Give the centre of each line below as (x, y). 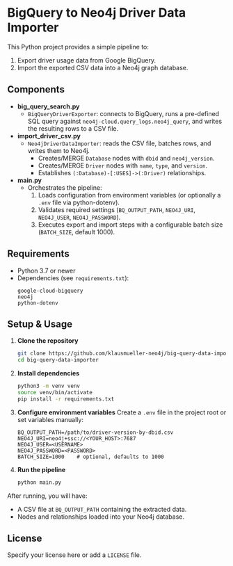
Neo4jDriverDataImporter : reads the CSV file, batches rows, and (119, 143)
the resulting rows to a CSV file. (73, 128)
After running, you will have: (47, 496)
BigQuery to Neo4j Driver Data (97, 13)
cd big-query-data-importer (58, 360)
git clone (32, 354)
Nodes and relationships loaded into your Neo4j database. (101, 517)
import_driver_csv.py (49, 136)
